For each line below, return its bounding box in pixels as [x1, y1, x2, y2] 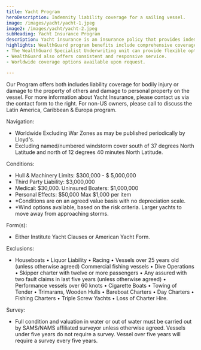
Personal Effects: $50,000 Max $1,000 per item [14, 191, 132, 198]
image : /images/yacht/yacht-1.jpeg [6, 20, 95, 26]
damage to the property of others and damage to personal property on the [6, 87, 190, 94]
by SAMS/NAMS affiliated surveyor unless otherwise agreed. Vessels [14, 324, 185, 331]
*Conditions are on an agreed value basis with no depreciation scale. [14, 197, 186, 204]
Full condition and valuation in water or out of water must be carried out [14, 318, 192, 325]
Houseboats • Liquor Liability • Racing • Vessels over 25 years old [14, 256, 179, 264]
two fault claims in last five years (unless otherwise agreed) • [14, 275, 166, 282]
